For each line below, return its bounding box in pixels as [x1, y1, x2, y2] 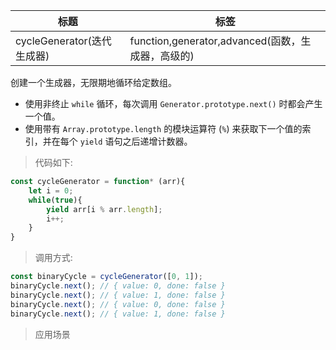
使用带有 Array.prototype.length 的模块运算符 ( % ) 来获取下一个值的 [24, 123, 303, 134]
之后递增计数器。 [122, 135, 193, 147]
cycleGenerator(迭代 [15, 34, 112, 48]
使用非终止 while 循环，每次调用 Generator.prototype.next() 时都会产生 [24, 98, 323, 109]
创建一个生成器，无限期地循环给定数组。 [10, 77, 177, 88]
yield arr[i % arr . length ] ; [46, 204, 163, 214]
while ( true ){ [28, 195, 83, 205]
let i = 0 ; [28, 185, 74, 196]
